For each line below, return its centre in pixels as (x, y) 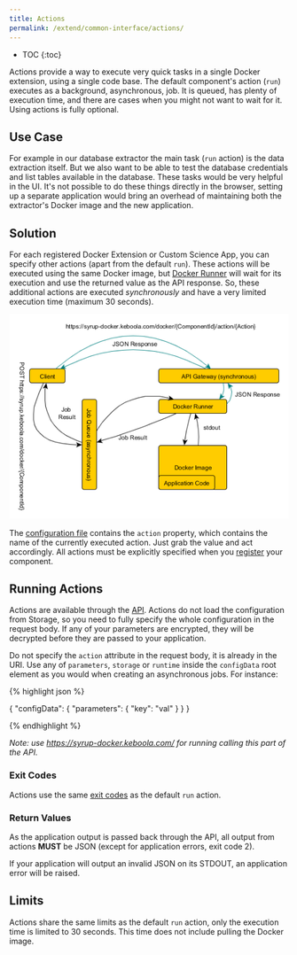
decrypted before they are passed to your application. (108, 639)
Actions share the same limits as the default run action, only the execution (144, 922)
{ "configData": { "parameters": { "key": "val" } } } (100, 709)
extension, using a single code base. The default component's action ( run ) (145, 81)
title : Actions (37, 19)
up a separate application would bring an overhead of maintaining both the (145, 196)
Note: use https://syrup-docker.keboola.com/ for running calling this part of (148, 743)
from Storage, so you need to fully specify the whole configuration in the (142, 619)
